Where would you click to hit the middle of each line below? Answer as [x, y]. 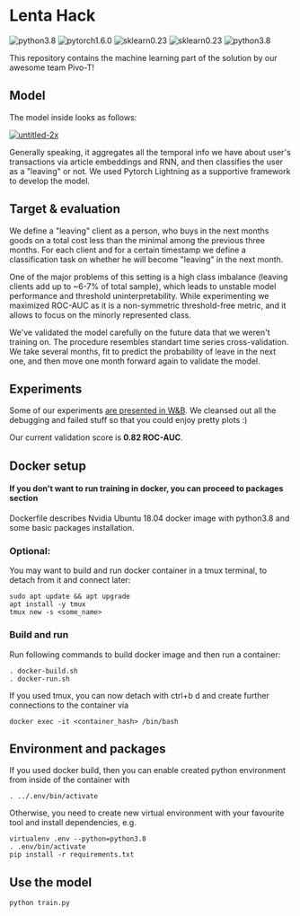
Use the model [51, 882]
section [24, 498]
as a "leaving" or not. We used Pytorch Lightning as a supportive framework [150, 171]
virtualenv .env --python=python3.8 [78, 839]
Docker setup [48, 466]
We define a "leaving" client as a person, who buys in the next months [139, 231]
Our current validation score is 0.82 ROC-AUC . [96, 437]
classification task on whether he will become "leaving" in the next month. [146, 259]
